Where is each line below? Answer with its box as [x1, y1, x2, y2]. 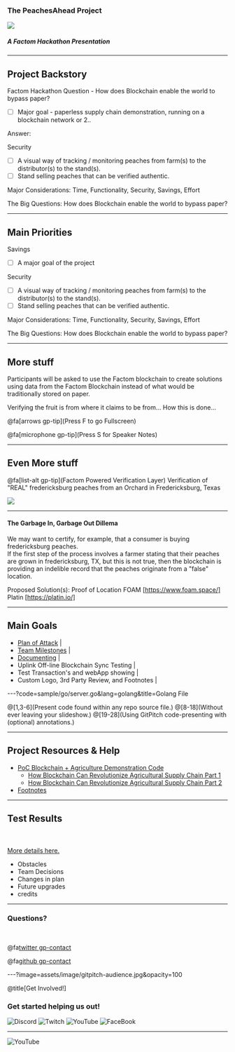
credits [17, 889, 38, 898]
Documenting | [17, 653, 61, 661]
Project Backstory [7, 68, 87, 80]
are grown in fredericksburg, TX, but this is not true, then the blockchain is [7, 557, 222, 566]
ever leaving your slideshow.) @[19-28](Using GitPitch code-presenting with [7, 710, 227, 719]
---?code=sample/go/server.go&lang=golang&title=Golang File [7, 689, 189, 698]
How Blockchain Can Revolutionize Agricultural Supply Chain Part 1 [27, 771, 222, 779]
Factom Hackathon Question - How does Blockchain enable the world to [7, 87, 215, 95]
